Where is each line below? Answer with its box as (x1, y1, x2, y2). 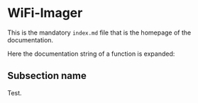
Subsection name (7, 70, 87, 82)
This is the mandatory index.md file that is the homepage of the (7, 28, 192, 37)
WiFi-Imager (7, 5, 83, 21)
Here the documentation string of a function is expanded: (7, 49, 175, 58)
